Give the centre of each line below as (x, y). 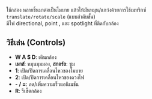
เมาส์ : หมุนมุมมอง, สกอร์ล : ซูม (45, 64)
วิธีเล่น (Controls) (36, 43)
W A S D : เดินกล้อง (36, 57)
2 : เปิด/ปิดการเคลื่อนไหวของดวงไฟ (50, 77)
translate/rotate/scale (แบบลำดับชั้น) (51, 16)
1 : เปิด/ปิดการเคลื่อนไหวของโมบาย (49, 70)
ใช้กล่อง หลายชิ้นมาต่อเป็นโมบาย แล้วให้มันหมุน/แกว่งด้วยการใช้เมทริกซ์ (76, 10)
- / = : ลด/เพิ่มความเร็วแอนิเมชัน (47, 84)
